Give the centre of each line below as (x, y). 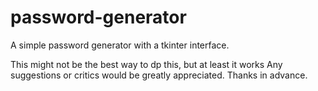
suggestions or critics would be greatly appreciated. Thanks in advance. (159, 75)
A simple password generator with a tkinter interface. (120, 45)
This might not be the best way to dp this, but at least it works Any (146, 64)
